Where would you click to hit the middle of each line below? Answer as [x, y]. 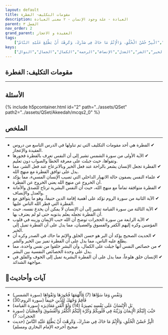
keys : [11, 47]
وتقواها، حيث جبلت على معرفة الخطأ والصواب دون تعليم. [65, 160]
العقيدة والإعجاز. [27, 150]
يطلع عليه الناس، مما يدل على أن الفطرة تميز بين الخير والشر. [70, 241]
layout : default [22, 10]
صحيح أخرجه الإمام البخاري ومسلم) [45, 326]
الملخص [16, 128]
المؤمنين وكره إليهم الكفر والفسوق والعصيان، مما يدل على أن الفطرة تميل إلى [85, 225]
